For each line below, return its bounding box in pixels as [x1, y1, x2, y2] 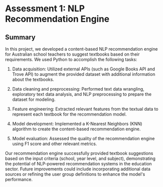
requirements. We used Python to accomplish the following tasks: [5, 57, 138, 62]
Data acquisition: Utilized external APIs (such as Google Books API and [12, 66, 155, 72]
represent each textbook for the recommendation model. [12, 111, 127, 117]
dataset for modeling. [12, 96, 56, 102]
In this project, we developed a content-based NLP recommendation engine [5, 46, 158, 52]
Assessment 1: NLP [5, 3, 85, 14]
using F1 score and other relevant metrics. [12, 141, 97, 147]
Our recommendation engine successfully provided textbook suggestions [5, 151, 153, 156]
